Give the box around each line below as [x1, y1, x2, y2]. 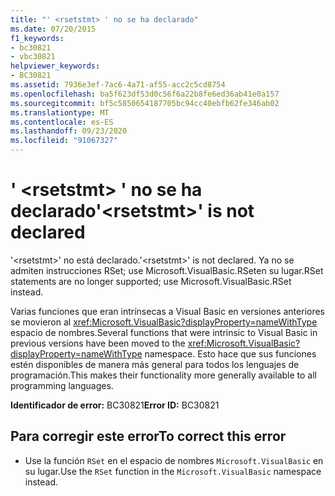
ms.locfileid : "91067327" [10, 136, 118, 146]
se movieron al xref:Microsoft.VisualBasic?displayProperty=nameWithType [10, 316, 318, 328]
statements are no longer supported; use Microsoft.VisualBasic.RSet [10, 275, 292, 287]
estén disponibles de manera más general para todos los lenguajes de [10, 358, 300, 370]
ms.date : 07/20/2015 [10, 24, 97, 34]
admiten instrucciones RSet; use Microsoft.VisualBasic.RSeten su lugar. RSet [10, 264, 324, 276]
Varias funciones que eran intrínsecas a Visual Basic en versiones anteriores [10, 305, 326, 317]
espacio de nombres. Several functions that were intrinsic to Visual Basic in [10, 326, 318, 338]
